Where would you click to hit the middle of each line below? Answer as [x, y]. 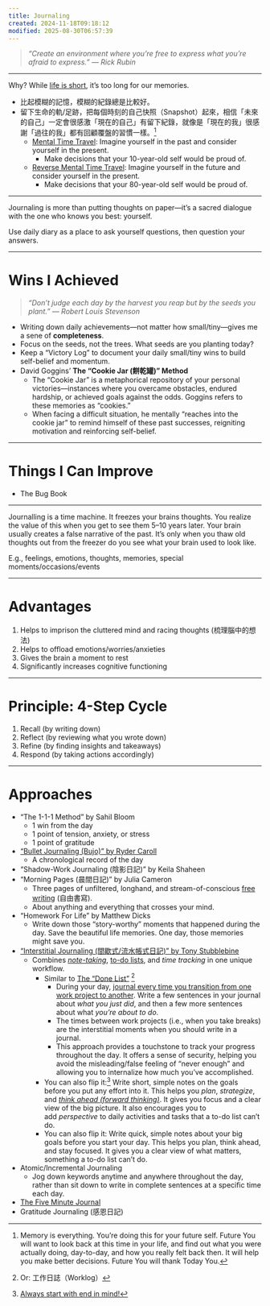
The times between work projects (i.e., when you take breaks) [158, 1021]
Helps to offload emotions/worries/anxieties [93, 649]
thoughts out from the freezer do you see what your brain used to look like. [133, 542]
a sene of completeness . [62, 335]
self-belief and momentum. [65, 361]
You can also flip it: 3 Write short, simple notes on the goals [141, 1082]
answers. [23, 240]
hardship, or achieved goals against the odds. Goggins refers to [137, 396]
